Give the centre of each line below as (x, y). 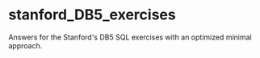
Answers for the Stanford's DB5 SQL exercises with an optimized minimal (130, 37)
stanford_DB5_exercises (92, 15)
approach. (25, 45)
